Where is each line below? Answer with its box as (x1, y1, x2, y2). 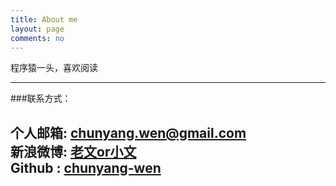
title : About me (10, 14, 78, 25)
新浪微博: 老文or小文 (10, 143, 137, 160)
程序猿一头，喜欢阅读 (10, 62, 98, 74)
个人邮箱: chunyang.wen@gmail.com (10, 124, 247, 141)
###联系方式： (10, 92, 72, 105)
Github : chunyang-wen (10, 159, 162, 176)
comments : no (10, 33, 65, 43)
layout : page (10, 24, 65, 34)
